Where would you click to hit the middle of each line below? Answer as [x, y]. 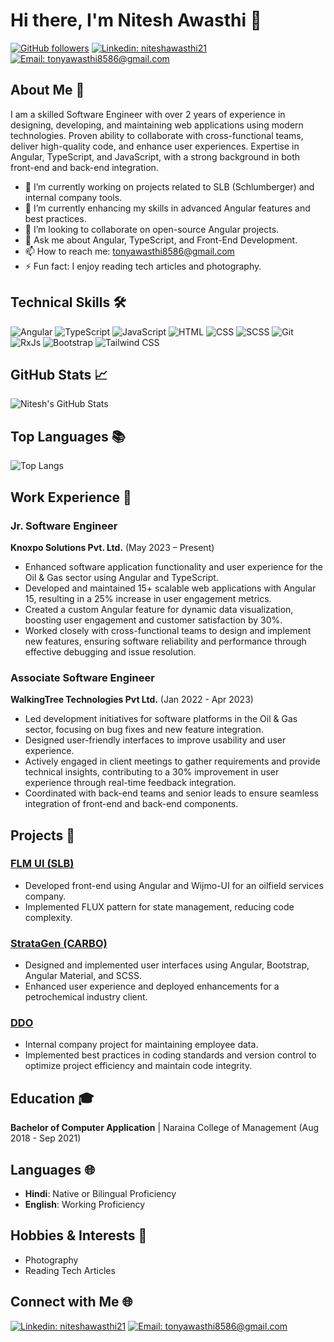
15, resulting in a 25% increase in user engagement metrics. [148, 598]
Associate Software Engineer [82, 677]
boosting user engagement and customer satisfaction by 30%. [153, 620]
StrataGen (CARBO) [59, 943]
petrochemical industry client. [86, 997]
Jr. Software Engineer [64, 526]
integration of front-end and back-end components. [131, 804]
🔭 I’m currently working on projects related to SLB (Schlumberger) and [169, 186]
